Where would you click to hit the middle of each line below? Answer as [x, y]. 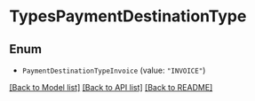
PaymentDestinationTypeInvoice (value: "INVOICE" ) [114, 70]
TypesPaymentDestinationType [128, 16]
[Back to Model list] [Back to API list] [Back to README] [111, 87]
